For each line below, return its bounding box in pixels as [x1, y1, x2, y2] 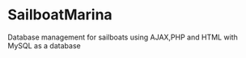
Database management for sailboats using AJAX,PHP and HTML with [7, 32, 238, 42]
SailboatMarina [7, 6, 112, 24]
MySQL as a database [7, 40, 82, 50]
